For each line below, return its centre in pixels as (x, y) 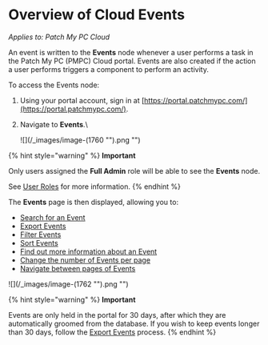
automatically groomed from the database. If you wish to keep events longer (134, 323)
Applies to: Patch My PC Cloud (59, 37)
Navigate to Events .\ (54, 124)
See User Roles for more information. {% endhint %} (95, 187)
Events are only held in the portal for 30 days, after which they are (117, 315)
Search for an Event (52, 217)
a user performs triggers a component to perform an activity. (109, 69)
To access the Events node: (54, 85)
